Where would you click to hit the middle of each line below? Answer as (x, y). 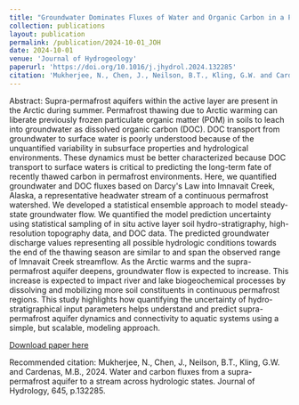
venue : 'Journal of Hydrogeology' (73, 59)
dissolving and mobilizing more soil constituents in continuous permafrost (145, 289)
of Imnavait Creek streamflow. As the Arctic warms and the (117, 261)
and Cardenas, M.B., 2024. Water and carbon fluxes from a (117, 371)
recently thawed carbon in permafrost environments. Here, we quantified (143, 176)
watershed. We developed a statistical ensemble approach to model (133, 205)
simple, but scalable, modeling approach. (85, 328)
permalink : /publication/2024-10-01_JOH (85, 42)
